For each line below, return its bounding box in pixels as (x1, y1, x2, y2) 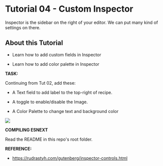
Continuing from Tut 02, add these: (5, 80, 76, 86)
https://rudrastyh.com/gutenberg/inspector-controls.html (12, 155, 128, 161)
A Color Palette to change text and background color (12, 108, 119, 114)
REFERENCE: (5, 146, 32, 151)
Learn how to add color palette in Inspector (12, 61, 99, 67)
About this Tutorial (5, 39, 63, 47)
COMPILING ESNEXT (5, 127, 48, 132)
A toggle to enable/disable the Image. (12, 99, 88, 105)
